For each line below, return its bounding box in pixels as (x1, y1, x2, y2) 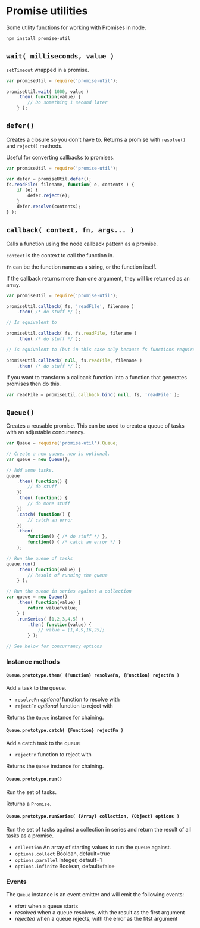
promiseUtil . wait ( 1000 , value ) (6, 88, 89, 95)
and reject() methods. (6, 142, 63, 150)
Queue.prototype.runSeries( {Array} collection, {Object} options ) (6, 814, 180, 820)
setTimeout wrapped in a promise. (6, 66, 89, 73)
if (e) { (17, 187, 39, 193)
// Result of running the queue (27, 572, 108, 578)
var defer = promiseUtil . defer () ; (6, 176, 92, 182)
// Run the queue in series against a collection (6, 588, 132, 594)
